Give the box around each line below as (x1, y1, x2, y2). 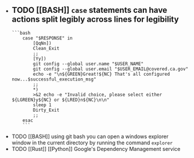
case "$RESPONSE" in (22, 35, 73, 41)
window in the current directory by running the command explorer (11, 139, 173, 146)
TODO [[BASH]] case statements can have (11, 5, 168, 15)
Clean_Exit (33, 45, 60, 51)
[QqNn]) (33, 40, 52, 46)
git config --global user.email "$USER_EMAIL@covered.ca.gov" (33, 66, 189, 72)
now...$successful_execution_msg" (11, 76, 96, 82)
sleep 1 (33, 102, 52, 108)
